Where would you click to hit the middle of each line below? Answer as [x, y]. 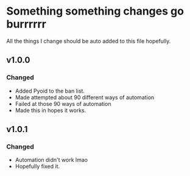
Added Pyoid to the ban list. [50, 91]
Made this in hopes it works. [51, 110]
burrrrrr [26, 24]
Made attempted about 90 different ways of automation [85, 97]
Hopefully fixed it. [37, 166]
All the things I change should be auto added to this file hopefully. [89, 41]
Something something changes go [95, 11]
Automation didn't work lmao [51, 160]
